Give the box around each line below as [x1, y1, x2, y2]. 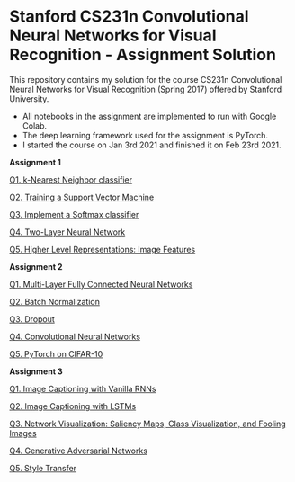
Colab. [22, 120, 48, 131]
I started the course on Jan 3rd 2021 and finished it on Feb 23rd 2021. [22, 139, 282, 150]
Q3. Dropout [9, 313, 56, 325]
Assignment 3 [9, 366, 63, 377]
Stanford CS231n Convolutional [9, 6, 249, 27]
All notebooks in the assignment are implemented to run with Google [22, 111, 277, 121]
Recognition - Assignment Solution [9, 45, 277, 65]
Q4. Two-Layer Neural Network [9, 227, 126, 237]
